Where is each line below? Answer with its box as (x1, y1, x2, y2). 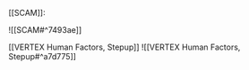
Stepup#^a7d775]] (8, 51, 77, 61)
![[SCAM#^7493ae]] (8, 25, 82, 35)
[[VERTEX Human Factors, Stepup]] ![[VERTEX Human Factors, (8, 42, 241, 52)
